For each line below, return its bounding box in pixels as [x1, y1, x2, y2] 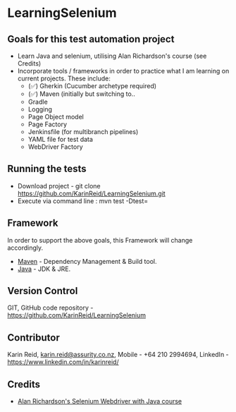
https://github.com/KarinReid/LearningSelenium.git [17, 189, 166, 198]
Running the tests [7, 163, 87, 175]
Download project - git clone [17, 181, 101, 190]
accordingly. [7, 243, 44, 252]
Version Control [7, 285, 78, 297]
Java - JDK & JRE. [17, 265, 71, 273]
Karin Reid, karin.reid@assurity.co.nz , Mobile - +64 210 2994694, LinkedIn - [7, 351, 229, 359]
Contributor [7, 332, 60, 344]
